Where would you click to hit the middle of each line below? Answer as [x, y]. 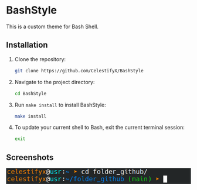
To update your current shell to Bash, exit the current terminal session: [99, 128]
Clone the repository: [40, 59]
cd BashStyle [30, 94]
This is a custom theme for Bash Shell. [52, 26]
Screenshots [30, 157]
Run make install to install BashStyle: [60, 105]
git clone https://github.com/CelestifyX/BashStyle [79, 71]
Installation [27, 45]
